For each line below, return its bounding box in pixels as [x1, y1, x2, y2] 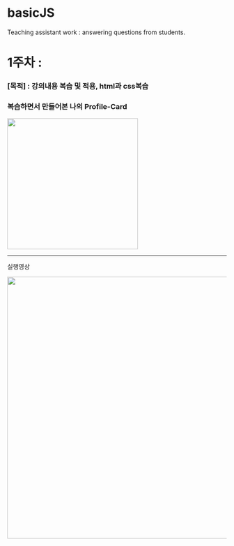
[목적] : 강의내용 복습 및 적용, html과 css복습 [7, 82, 149, 91]
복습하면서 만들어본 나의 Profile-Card [7, 101, 127, 111]
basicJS [7, 5, 55, 21]
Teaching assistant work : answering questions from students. [7, 28, 186, 36]
